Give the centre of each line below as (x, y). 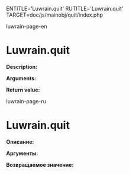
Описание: (20, 141)
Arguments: (21, 78)
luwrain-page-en (27, 26)
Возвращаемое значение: (40, 164)
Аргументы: (22, 153)
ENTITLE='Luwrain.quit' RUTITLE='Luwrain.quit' (65, 9)
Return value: (23, 90)
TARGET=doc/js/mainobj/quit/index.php (55, 15)
